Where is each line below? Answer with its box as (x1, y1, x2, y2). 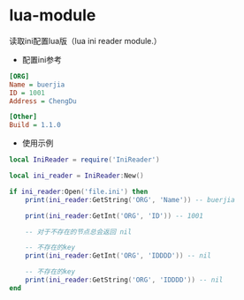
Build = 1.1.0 (9, 121, 62, 130)
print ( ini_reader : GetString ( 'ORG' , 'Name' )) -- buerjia (25, 195, 236, 204)
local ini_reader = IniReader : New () (9, 171, 144, 181)
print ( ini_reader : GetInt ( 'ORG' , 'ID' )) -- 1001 (25, 211, 203, 221)
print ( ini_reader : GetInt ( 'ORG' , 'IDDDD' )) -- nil (25, 251, 212, 260)
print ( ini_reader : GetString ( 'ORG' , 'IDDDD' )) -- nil (25, 275, 224, 285)
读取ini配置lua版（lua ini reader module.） (9, 35, 162, 46)
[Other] (9, 112, 38, 122)
